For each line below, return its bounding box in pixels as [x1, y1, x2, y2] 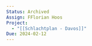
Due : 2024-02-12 [6, 31, 47, 37]
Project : [6, 20, 28, 26]
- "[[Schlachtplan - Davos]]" [11, 25, 87, 32]
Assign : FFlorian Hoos [6, 14, 63, 20]
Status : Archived [6, 8, 50, 15]
